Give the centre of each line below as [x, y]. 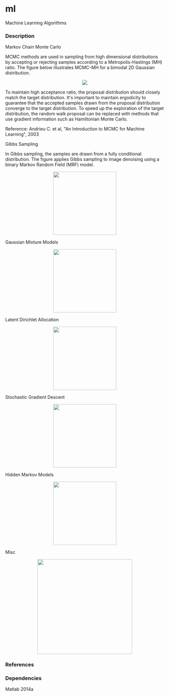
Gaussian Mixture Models [32, 242]
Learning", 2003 [22, 134]
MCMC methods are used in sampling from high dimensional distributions [82, 57]
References [20, 665]
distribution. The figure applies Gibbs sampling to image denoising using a [82, 159]
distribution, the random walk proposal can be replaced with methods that [82, 114]
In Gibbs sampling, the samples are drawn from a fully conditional [73, 154]
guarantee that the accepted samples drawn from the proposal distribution [83, 103]
